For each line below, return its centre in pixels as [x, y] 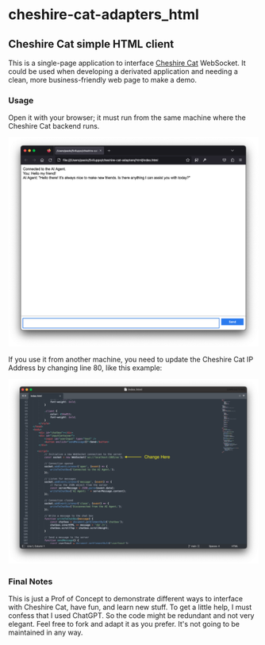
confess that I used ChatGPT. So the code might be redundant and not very [131, 615]
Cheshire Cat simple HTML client [91, 44]
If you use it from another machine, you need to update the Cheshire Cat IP [131, 359]
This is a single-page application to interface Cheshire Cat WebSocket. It [127, 63]
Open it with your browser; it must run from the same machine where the [127, 118]
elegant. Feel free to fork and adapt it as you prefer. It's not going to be [124, 624]
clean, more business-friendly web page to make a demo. [102, 80]
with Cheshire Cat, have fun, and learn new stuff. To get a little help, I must [130, 607]
